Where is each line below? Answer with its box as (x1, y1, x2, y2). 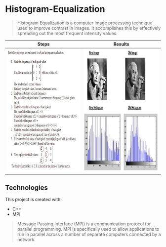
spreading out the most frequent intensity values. (17, 30, 118, 36)
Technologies (5, 183, 48, 192)
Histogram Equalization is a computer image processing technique (17, 20, 153, 26)
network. (17, 237, 36, 243)
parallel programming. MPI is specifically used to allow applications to (17, 226, 160, 232)
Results (113, 41, 129, 47)
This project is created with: (5, 197, 62, 202)
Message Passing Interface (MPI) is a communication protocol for (17, 221, 151, 227)
